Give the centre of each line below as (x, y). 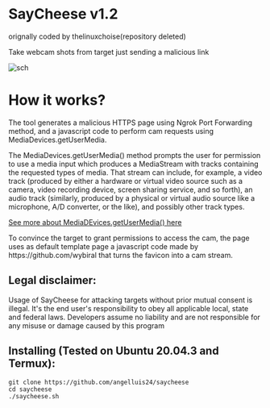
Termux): (32, 364)
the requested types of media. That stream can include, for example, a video (135, 172)
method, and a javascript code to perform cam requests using (111, 131)
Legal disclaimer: (52, 280)
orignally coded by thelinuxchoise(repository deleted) (98, 36)
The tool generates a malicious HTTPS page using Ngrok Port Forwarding (130, 123)
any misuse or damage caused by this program (87, 325)
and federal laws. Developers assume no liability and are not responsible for (134, 317)
